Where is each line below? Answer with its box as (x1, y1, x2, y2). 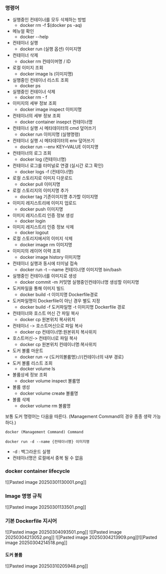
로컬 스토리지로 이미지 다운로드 (12, 175, 73, 181)
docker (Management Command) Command (5, 430, 84, 435)
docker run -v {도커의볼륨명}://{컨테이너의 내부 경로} (19, 354, 124, 360)
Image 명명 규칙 (5, 492, 42, 499)
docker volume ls (19, 366, 56, 372)
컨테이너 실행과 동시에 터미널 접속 (12, 260, 78, 266)
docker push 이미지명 (19, 206, 63, 212)
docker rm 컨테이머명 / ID (19, 58, 71, 64)
